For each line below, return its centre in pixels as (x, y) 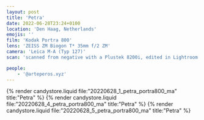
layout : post (23, 12)
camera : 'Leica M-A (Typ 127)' (46, 52)
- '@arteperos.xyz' (42, 74)
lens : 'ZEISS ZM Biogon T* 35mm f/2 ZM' (59, 46)
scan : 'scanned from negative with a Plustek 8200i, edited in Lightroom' (104, 57)
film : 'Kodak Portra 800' (39, 40)
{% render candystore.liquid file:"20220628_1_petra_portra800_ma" (92, 91)
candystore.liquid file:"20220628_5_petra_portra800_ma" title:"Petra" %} (99, 111)
